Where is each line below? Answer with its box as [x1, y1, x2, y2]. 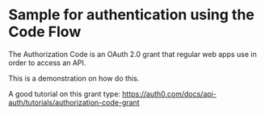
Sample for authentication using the [8, 6, 254, 24]
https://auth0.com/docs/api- [122, 88, 217, 98]
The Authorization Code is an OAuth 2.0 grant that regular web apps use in [8, 49, 257, 59]
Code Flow [8, 23, 82, 41]
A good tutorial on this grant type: [8, 88, 121, 98]
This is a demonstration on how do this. [8, 73, 140, 83]
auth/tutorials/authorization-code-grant [8, 97, 140, 107]
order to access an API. [8, 58, 86, 68]
